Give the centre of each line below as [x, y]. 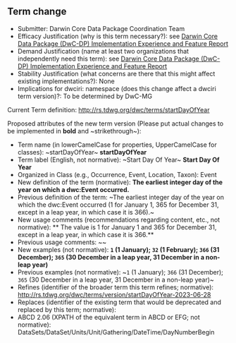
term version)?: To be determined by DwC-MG [85, 96]
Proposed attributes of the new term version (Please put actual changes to [116, 124]
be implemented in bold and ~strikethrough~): [74, 131]
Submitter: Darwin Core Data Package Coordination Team [101, 28]
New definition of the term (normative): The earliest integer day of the [120, 182]
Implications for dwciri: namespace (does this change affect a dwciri [117, 88]
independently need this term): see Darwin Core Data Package [108, 59]
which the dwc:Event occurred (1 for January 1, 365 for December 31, [118, 205]
